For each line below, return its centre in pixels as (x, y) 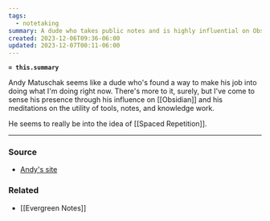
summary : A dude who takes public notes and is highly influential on (129, 31)
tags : (17, 16)
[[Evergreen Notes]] (53, 208)
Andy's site (39, 170)
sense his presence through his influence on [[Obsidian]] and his (116, 100)
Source (23, 152)
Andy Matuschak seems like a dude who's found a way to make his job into (133, 83)
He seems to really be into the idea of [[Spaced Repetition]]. (108, 124)
